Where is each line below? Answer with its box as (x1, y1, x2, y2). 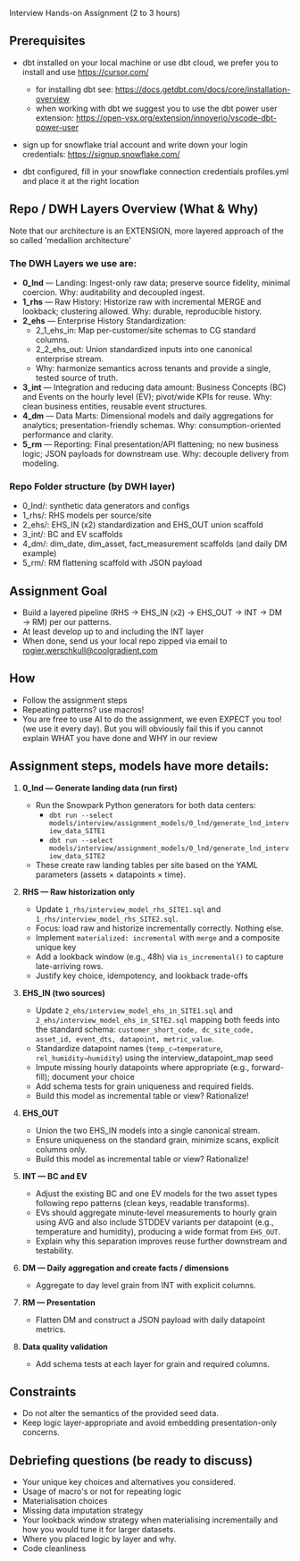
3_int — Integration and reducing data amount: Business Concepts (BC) (21, 382, 287, 392)
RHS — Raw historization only (21, 886, 136, 897)
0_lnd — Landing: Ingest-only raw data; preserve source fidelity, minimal (21, 277, 290, 288)
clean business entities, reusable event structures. (21, 401, 208, 411)
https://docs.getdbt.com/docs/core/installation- (114, 84, 291, 95)
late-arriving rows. (35, 960, 104, 971)
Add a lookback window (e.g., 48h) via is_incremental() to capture (35, 951, 284, 962)
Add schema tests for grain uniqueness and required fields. (35, 1081, 254, 1092)
